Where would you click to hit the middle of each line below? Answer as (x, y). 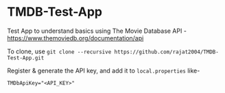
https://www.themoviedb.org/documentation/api (75, 38)
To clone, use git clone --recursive (59, 51)
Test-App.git (26, 58)
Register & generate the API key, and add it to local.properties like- (104, 70)
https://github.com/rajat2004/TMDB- (167, 52)
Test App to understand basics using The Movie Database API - (97, 31)
